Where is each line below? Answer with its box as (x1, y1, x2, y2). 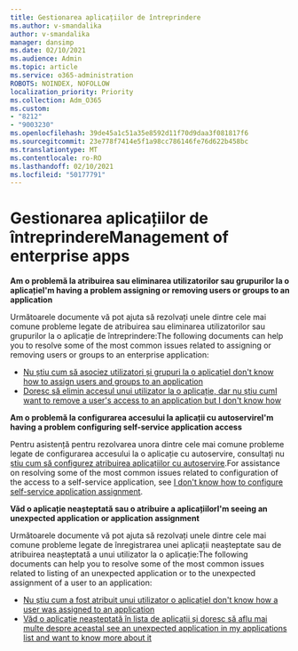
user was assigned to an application (22, 604, 155, 615)
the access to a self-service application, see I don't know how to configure (10, 477, 283, 487)
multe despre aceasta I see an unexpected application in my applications (22, 623, 287, 634)
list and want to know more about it (22, 632, 152, 643)
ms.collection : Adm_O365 (10, 95, 102, 105)
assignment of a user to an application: (10, 577, 153, 588)
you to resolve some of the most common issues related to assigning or (10, 340, 271, 351)
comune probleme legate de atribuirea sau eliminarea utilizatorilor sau (10, 321, 265, 332)
